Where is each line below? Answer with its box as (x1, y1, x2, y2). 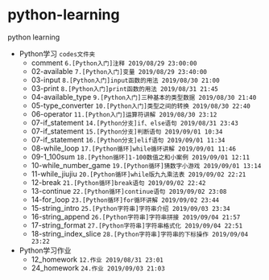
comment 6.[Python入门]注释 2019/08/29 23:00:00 (31, 58, 197, 68)
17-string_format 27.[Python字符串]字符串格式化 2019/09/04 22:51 (31, 220, 243, 230)
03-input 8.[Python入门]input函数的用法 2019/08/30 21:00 (31, 75, 220, 84)
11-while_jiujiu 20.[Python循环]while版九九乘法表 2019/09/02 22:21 (31, 169, 246, 179)
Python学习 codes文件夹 (19, 48, 96, 58)
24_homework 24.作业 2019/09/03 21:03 (31, 263, 166, 273)
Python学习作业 (19, 245, 72, 255)
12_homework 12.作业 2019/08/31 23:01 (31, 254, 164, 264)
